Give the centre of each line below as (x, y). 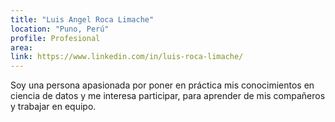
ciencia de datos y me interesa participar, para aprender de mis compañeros (168, 96)
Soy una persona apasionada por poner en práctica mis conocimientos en (162, 85)
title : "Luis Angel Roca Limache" (82, 19)
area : (21, 47)
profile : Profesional (55, 38)
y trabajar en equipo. (53, 107)
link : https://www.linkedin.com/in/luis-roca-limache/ (127, 57)
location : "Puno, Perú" (60, 29)
